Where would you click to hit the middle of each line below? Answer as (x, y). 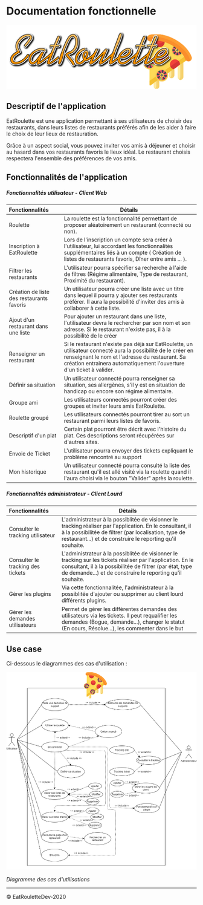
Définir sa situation (32, 385)
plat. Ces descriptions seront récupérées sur (119, 436)
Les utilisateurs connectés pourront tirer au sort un (127, 414)
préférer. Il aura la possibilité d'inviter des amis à (124, 301)
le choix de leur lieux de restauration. (52, 134)
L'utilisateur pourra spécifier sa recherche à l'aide (125, 267)
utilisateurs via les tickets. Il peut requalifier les (119, 615)
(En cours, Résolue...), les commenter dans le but (122, 628)
